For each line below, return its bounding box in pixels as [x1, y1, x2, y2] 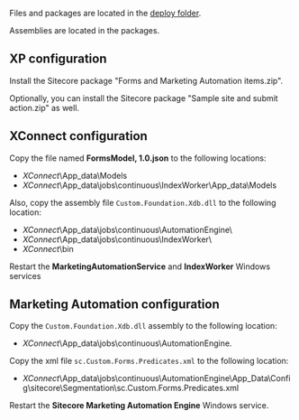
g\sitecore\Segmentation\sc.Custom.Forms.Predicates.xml [22, 383, 240, 394]
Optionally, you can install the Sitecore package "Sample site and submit [9, 92, 278, 103]
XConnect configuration [9, 128, 149, 144]
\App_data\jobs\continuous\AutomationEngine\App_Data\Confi [59, 373, 291, 384]
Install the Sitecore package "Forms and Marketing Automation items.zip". [9, 75, 284, 86]
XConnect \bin [22, 243, 74, 254]
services [9, 270, 41, 281]
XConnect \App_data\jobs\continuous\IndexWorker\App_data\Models [22, 180, 277, 191]
